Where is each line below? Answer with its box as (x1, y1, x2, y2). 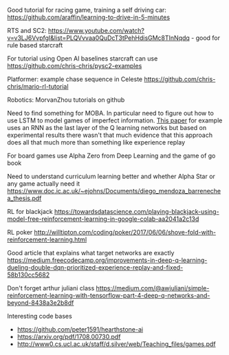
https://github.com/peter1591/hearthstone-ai (17, 325, 143, 333)
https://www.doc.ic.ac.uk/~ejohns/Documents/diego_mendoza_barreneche (7, 187, 221, 195)
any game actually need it (7, 180, 80, 188)
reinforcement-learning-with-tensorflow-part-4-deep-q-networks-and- (7, 292, 210, 299)
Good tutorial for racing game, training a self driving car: (7, 6, 167, 14)
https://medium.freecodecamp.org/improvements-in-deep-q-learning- (7, 256, 208, 264)
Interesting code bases (7, 312, 72, 320)
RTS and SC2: (7, 27, 47, 34)
